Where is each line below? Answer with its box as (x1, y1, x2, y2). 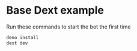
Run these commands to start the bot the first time (6, 23, 131, 30)
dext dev (6, 40, 28, 46)
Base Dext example (6, 4, 104, 17)
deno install (6, 34, 39, 40)
